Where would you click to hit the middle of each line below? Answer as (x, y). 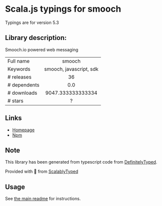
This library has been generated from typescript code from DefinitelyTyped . (81, 162)
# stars (15, 101)
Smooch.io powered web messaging (42, 49)
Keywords (19, 69)
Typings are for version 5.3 (32, 22)
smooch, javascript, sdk (71, 69)
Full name (19, 61)
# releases (20, 77)
